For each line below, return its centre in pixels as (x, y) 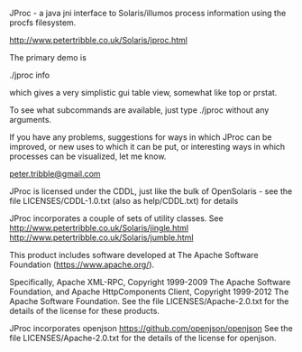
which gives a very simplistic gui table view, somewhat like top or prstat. (143, 93)
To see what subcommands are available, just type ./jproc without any (139, 110)
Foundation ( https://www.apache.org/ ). (82, 264)
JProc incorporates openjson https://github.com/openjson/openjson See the (151, 328)
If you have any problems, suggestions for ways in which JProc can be (141, 137)
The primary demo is (48, 57)
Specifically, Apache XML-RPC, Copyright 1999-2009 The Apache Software (150, 282)
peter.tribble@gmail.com (55, 174)
